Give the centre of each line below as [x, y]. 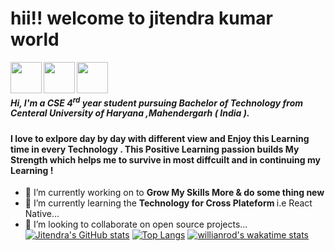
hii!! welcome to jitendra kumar [141, 18]
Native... [42, 214]
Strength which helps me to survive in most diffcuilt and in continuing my [165, 159]
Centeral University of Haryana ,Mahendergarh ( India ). [130, 113]
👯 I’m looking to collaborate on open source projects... [136, 224]
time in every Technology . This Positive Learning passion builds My [155, 149]
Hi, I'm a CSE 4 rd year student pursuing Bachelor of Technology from [157, 102]
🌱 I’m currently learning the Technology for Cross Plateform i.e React [168, 203]
